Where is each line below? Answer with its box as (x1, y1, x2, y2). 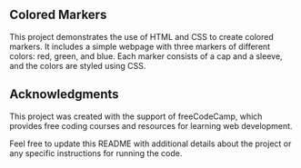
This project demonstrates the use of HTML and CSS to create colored (9, 31, 275, 42)
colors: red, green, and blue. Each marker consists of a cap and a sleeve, (9, 50, 284, 62)
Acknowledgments (9, 86, 120, 103)
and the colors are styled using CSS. (9, 60, 146, 71)
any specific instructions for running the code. (9, 147, 183, 158)
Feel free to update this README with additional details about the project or (9, 138, 292, 149)
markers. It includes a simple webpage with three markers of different (9, 41, 271, 52)
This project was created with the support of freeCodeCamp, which (9, 111, 263, 122)
